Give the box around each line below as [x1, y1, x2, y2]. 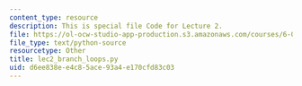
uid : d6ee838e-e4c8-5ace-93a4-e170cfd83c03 [9, 64, 175, 73]
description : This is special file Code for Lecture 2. [9, 21, 223, 30]
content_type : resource [9, 13, 99, 22]
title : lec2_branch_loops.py [9, 55, 119, 64]
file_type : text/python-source [9, 38, 127, 47]
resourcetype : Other [9, 47, 87, 56]
